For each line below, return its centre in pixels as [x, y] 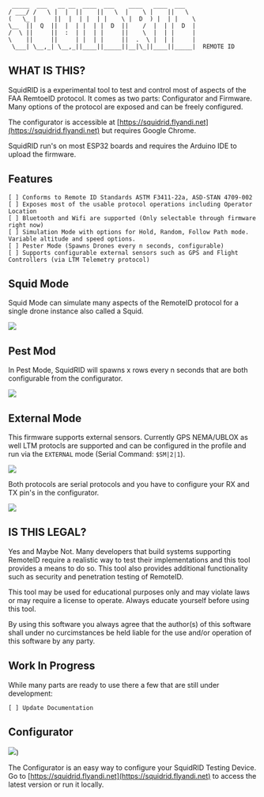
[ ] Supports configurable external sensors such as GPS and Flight [123, 252]
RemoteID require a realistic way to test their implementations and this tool [129, 560]
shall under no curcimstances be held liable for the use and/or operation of [130, 632]
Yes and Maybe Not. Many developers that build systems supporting [120, 551]
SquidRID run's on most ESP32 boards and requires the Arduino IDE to [123, 146]
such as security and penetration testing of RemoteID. [96, 576]
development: [30, 693]
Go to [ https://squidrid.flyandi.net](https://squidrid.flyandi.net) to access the [132, 776]
